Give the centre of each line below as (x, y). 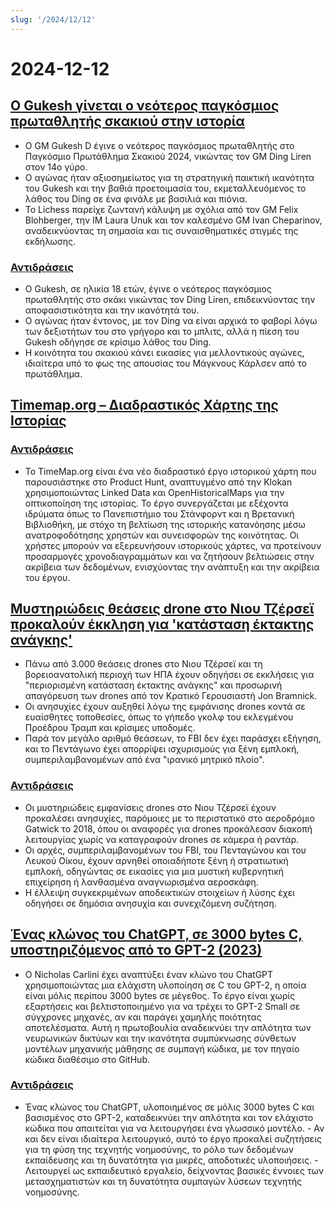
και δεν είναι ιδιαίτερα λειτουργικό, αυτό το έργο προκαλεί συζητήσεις (173, 1138)
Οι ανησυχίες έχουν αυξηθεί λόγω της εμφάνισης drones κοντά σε (165, 707)
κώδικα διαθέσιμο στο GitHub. (87, 1059)
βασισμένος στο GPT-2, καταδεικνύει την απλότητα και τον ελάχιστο (169, 1117)
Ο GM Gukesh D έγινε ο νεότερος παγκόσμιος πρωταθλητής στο (159, 145)
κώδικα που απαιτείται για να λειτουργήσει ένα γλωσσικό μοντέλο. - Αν (174, 1128)
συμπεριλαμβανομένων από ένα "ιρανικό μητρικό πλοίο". (144, 760)
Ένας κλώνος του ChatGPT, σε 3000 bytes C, (156, 934)
